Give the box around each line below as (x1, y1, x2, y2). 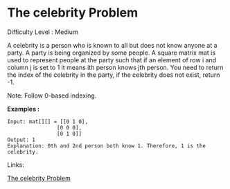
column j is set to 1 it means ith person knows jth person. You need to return (7, 63, 224, 71)
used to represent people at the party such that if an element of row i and (7, 55, 217, 64)
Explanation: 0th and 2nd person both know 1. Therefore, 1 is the (7, 142, 206, 150)
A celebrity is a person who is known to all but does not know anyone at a (7, 41, 218, 49)
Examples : (7, 105, 40, 113)
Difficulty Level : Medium (7, 28, 78, 36)
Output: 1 (7, 136, 36, 143)
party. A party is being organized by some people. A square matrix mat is (7, 48, 216, 57)
